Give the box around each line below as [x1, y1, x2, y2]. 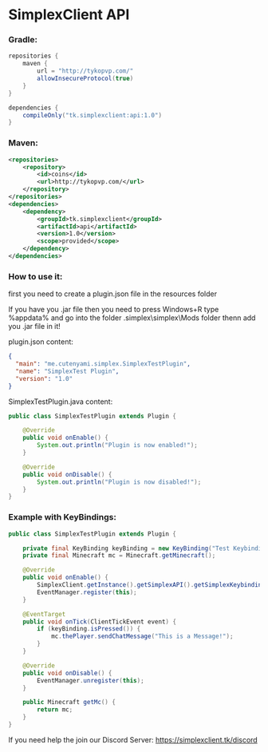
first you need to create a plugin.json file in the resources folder [8, 289, 218, 299]
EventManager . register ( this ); [37, 588, 137, 596]
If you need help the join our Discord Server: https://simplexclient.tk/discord [8, 734, 258, 744]
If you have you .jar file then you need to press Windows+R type [8, 305, 219, 315]
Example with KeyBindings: [8, 512, 117, 523]
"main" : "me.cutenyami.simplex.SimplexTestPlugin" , [15, 360, 191, 368]
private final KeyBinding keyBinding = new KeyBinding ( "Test [22, 544, 230, 552]
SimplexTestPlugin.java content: [8, 397, 113, 406]
